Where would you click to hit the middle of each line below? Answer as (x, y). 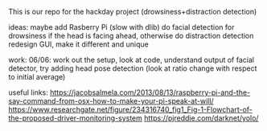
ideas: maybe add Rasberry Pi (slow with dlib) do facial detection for (121, 27)
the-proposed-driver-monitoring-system (76, 118)
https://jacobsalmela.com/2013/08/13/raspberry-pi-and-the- (150, 92)
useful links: (28, 92)
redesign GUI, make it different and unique (78, 44)
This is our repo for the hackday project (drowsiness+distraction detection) (133, 12)
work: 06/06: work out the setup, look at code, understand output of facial (131, 60)
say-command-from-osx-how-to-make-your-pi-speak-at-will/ (111, 101)
